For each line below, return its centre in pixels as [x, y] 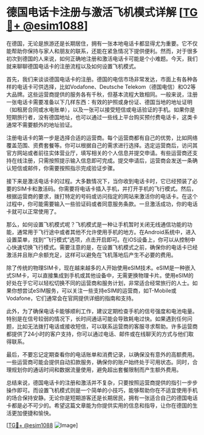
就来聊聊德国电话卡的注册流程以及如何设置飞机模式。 [73, 66]
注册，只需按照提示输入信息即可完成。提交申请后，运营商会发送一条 [107, 160]
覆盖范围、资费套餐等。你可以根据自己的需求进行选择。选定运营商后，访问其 [102, 145]
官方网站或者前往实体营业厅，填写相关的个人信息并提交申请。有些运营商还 [99, 153]
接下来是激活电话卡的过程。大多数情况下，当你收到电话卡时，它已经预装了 [99, 181]
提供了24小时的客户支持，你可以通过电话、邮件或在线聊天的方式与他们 [100, 334]
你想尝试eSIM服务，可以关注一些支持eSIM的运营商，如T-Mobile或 [94, 290]
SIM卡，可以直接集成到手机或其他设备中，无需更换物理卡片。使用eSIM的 [102, 275]
